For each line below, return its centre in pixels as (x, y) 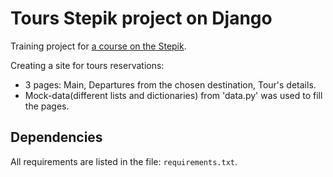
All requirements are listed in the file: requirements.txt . (124, 161)
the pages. (47, 106)
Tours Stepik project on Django (141, 18)
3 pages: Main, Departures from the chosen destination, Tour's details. (170, 84)
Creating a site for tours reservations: (87, 65)
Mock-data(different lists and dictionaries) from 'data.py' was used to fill (173, 95)
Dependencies (56, 137)
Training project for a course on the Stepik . (98, 46)
